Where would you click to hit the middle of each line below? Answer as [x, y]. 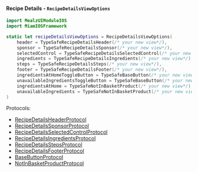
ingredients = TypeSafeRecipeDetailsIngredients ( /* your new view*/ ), [105, 59]
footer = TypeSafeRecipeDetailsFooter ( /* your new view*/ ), [92, 70]
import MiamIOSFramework [37, 27]
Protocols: [19, 108]
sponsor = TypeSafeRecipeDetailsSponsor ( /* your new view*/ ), [95, 48]
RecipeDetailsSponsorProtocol [52, 126]
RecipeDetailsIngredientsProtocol [55, 138]
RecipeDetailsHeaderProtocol [50, 120]
